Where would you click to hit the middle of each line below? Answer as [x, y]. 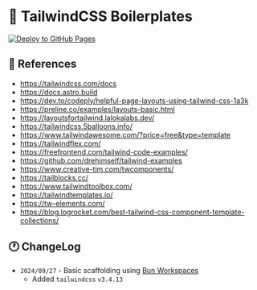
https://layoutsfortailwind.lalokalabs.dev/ [87, 118]
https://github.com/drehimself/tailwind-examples [101, 160]
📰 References [43, 64]
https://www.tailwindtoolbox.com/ [76, 186]
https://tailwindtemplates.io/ [67, 195]
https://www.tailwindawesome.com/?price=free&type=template [125, 135]
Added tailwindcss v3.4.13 [77, 279]
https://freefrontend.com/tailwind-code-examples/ [104, 151]
